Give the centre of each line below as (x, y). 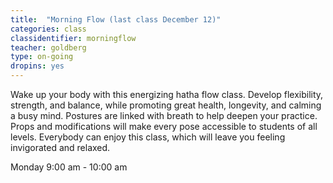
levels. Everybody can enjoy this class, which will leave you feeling (148, 137)
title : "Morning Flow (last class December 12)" (116, 19)
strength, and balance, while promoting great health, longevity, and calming (166, 105)
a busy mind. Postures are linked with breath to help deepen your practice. (164, 115)
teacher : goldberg (48, 47)
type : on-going (42, 57)
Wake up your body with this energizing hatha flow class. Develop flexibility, (167, 94)
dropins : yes (37, 66)
